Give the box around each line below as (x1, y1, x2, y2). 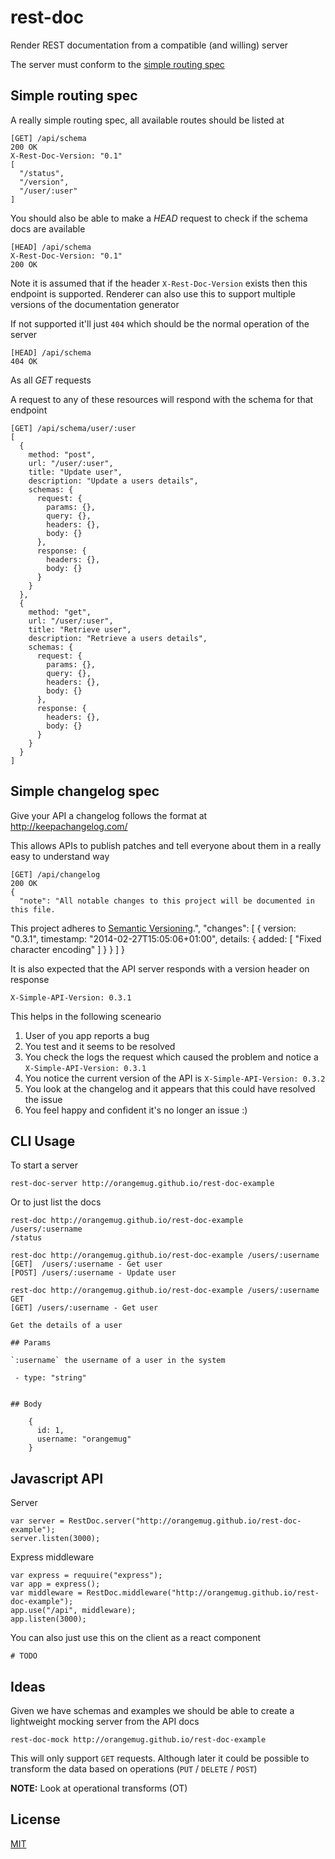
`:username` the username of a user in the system (10, 1356, 226, 1366)
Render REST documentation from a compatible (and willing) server (10, 39, 289, 51)
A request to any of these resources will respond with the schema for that (10, 393, 314, 405)
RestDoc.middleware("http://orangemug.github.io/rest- (86, 1588, 320, 1598)
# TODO (10, 1651, 38, 1661)
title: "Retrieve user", (28, 624, 132, 635)
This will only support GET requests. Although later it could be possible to (10, 1752, 310, 1764)
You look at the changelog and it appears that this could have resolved (24, 1082, 316, 1095)
